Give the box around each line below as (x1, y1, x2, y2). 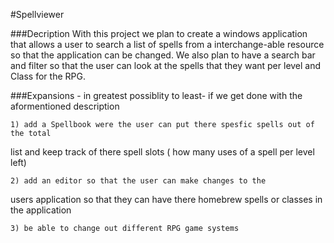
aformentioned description (10, 100, 120, 112)
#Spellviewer (10, 9, 65, 20)
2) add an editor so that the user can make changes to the (10, 176, 267, 186)
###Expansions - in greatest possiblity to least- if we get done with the (10, 90, 303, 101)
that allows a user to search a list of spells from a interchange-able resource (10, 39, 325, 50)
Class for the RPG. (10, 70, 86, 82)
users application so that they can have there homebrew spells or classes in (10, 194, 323, 205)
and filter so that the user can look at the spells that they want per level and (10, 60, 322, 71)
